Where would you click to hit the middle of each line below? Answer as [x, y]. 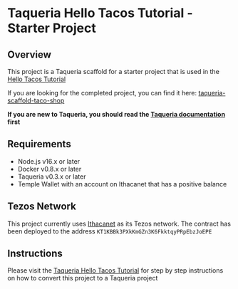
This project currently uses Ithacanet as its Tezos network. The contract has [119, 224]
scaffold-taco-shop [36, 100]
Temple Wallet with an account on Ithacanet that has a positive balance [122, 184]
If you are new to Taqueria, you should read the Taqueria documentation [117, 114]
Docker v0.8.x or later [50, 169]
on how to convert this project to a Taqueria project [83, 278]
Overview [30, 54]
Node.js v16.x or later [49, 161]
